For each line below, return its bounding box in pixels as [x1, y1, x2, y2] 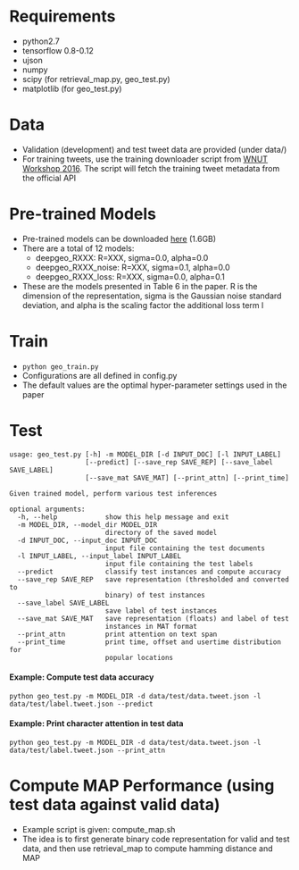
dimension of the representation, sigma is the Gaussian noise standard [21, 290, 282, 301]
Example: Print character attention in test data [9, 718, 184, 729]
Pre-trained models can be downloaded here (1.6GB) [21, 233, 217, 244]
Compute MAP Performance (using [9, 775, 275, 796]
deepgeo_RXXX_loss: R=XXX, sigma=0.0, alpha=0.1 [35, 271, 225, 282]
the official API [21, 172, 77, 183]
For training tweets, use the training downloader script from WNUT [21, 154, 269, 164]
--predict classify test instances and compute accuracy [17, 567, 281, 576]
